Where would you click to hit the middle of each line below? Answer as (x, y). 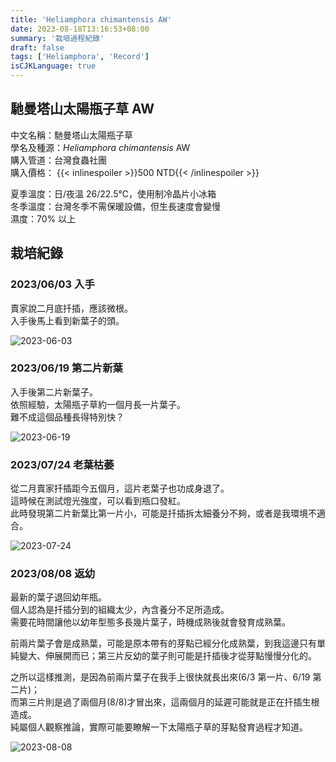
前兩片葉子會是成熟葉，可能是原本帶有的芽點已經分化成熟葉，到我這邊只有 (163, 643)
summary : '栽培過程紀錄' (57, 38)
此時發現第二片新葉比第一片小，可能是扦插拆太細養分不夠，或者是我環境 (159, 513)
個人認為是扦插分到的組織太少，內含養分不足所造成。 (120, 610)
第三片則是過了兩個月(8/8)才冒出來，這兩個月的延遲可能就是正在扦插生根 (169, 702)
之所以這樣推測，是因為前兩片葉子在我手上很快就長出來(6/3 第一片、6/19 (160, 677)
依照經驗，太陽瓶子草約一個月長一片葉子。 (98, 404)
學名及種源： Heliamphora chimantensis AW (100, 147)
